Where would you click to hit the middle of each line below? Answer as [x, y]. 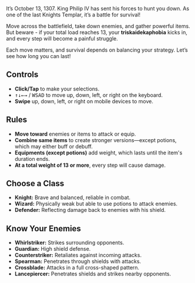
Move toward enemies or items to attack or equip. [75, 134]
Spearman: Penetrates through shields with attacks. [78, 261]
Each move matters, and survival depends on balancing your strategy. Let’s [97, 50]
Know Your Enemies [43, 228]
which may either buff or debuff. [53, 146]
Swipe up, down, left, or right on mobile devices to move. [84, 101]
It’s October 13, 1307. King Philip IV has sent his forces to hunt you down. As [98, 9]
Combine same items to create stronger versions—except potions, [96, 140]
